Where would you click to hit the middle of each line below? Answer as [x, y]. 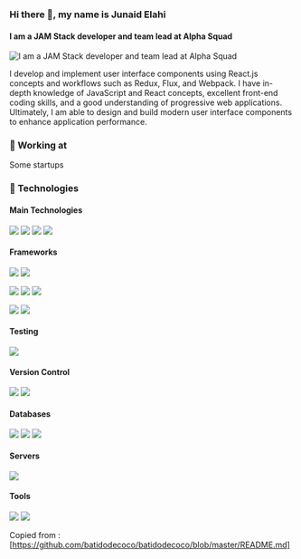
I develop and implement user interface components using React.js [134, 74]
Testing [24, 332]
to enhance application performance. [78, 122]
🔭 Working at [38, 146]
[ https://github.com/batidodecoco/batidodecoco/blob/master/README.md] [150, 545]
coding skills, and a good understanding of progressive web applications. [146, 102]
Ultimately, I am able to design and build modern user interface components [150, 112]
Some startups [37, 165]
